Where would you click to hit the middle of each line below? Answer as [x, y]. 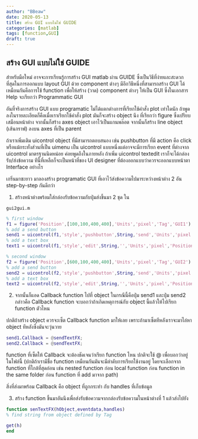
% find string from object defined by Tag [59, 415]
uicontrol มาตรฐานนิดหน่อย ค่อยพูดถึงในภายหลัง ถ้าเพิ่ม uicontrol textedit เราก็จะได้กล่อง [98, 153]
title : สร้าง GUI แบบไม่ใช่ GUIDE [41, 22]
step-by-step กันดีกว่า [31, 185]
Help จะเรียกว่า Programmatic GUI [45, 97]
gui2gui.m [18, 208]
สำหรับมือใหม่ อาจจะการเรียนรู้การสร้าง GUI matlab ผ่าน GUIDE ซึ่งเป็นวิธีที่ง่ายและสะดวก [95, 77]
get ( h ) [14, 425]
